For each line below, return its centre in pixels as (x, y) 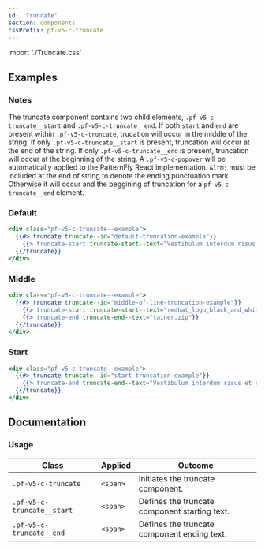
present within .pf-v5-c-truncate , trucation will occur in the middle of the (128, 134)
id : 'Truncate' (33, 15)
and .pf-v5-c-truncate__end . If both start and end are (151, 125)
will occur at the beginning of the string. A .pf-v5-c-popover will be (117, 159)
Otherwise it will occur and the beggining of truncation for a (105, 184)
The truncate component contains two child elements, (96, 117)
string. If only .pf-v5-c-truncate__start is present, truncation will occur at (129, 142)
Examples (33, 77)
